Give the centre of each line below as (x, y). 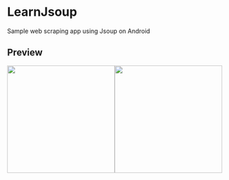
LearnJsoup (42, 12)
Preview (25, 53)
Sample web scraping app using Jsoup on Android (79, 31)
